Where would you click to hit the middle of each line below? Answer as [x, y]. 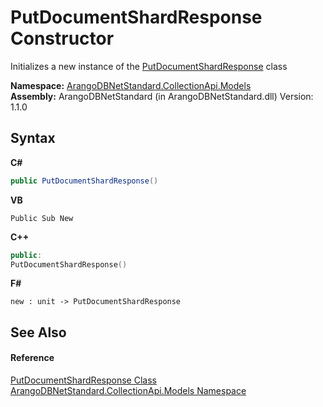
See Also [38, 332]
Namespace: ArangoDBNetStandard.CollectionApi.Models [131, 85]
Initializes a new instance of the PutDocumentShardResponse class [149, 66]
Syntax [33, 138]
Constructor [62, 38]
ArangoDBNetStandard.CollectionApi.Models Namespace [128, 390]
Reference [32, 358]
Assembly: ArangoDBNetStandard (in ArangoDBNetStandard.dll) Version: [162, 96]
